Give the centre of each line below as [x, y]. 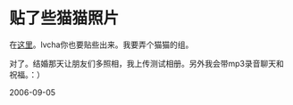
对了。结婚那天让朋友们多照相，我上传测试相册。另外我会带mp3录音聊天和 [146, 63]
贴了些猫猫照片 [64, 18]
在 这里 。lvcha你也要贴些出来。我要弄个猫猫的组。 [101, 44]
